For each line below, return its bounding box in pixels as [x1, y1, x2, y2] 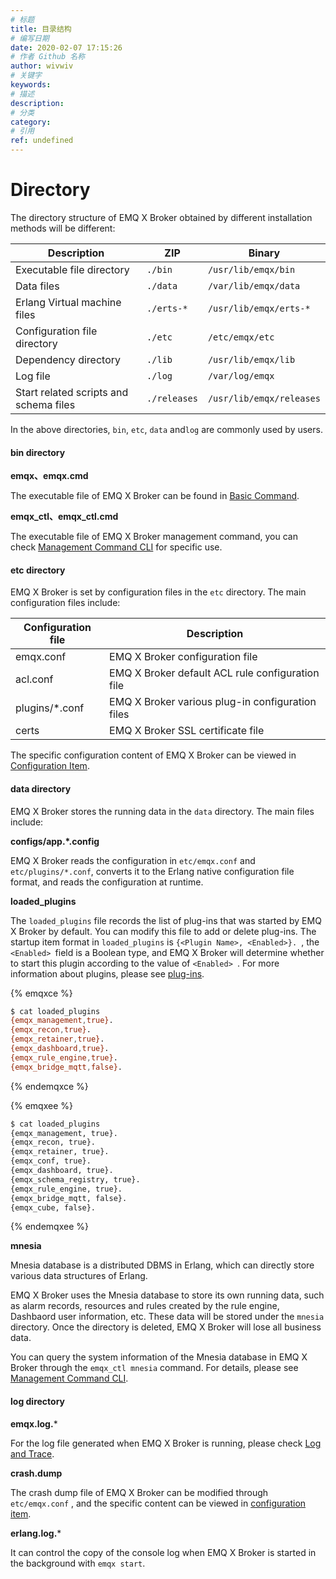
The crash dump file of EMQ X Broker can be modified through [10, 1486, 269, 1498]
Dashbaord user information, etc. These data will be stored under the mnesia [10, 1311, 325, 1323]
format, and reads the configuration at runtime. [10, 876, 204, 888]
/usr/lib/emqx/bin [207, 264, 296, 275]
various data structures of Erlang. [10, 1270, 148, 1282]
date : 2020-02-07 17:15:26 [10, 42, 123, 53]
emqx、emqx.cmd [10, 470, 89, 482]
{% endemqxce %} [10, 1080, 89, 1092]
